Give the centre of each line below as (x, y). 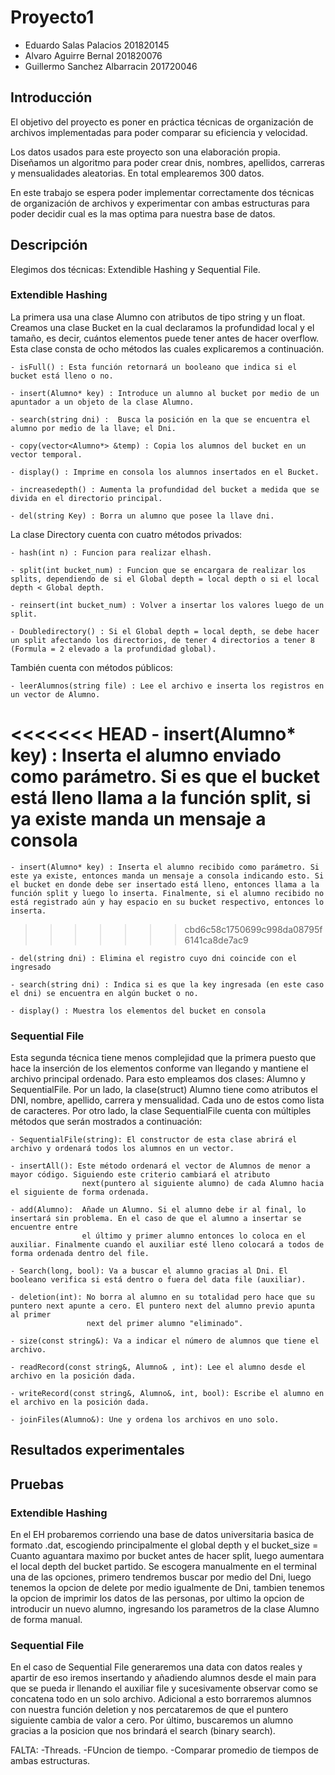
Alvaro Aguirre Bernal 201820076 (93, 55)
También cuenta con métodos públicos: (91, 667)
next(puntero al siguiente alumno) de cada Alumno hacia (203, 1184)
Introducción (51, 97)
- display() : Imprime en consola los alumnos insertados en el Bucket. (165, 472)
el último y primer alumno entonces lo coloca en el (194, 1236)
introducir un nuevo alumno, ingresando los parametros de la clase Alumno (165, 1609)
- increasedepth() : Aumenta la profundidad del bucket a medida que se (165, 489)
